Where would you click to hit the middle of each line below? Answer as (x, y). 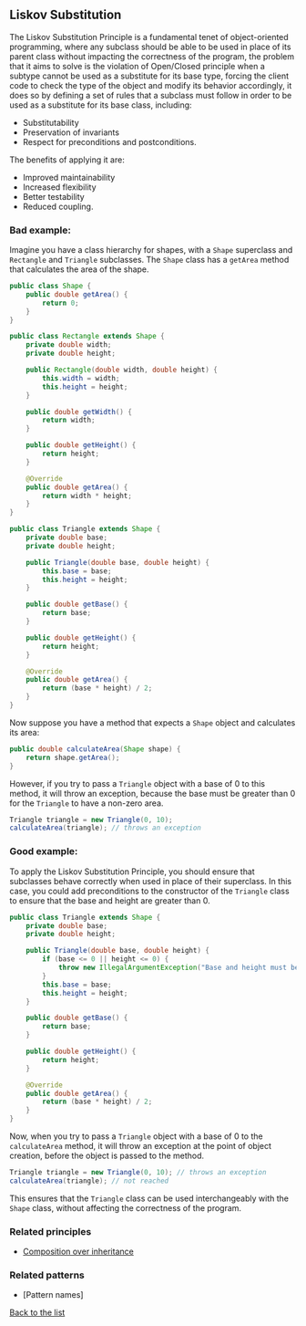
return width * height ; (87, 496)
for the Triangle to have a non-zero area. (87, 803)
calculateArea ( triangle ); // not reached (89, 1181)
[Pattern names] (53, 1295)
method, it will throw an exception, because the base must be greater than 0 (153, 793)
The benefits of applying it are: (67, 160)
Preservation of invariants (71, 132)
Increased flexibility (60, 187)
